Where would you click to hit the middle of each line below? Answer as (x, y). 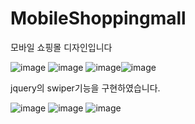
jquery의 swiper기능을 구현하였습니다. (85, 88)
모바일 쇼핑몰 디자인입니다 (61, 47)
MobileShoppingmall (98, 18)
